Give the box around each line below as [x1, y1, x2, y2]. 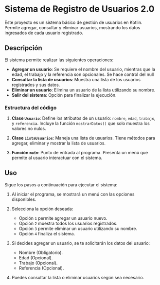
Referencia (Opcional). [18, 265, 64, 271]
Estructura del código [4, 104, 57, 111]
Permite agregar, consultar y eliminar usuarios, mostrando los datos [4, 24, 141, 30]
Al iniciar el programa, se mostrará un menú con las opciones [11, 191, 135, 197]
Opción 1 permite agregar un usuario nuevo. [18, 215, 107, 221]
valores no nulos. [11, 125, 47, 132]
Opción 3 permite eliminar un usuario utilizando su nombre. [18, 225, 137, 232]
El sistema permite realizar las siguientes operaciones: [4, 57, 114, 63]
